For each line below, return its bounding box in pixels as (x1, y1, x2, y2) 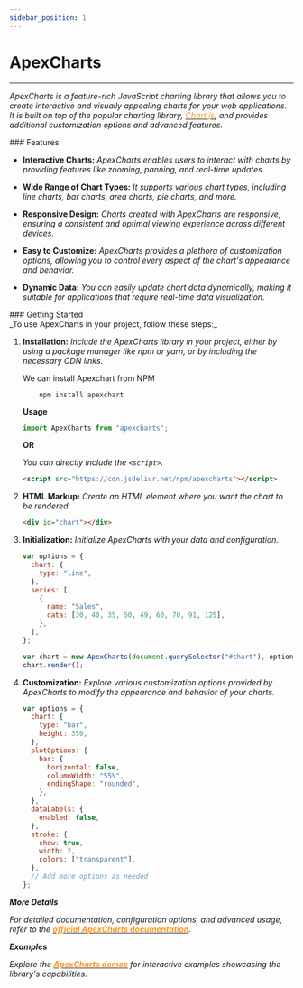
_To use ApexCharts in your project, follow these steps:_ (9, 318, 218, 330)
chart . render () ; (22, 660, 84, 669)
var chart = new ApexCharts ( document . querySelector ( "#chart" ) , (22, 652, 266, 661)
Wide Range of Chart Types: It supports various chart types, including (22, 182, 287, 192)
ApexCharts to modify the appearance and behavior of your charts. (22, 686, 275, 697)
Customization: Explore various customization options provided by (22, 676, 273, 687)
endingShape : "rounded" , (46, 779, 141, 788)
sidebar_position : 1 (9, 13, 87, 23)
